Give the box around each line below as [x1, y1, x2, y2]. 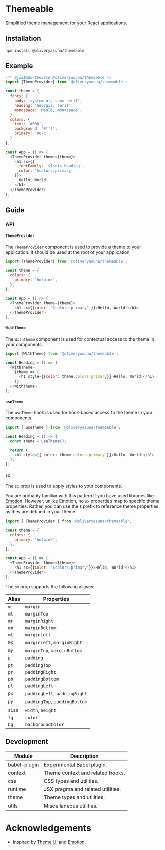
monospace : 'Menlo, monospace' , [14, 107, 82, 113]
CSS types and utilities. [43, 777, 99, 784]
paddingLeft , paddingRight [25, 690, 87, 697]
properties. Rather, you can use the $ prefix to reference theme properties [5, 503, 159, 509]
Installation [5, 34, 41, 43]
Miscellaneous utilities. [43, 802, 98, 809]
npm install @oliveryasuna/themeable [5, 48, 85, 53]
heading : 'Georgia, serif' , [14, 103, 73, 108]
